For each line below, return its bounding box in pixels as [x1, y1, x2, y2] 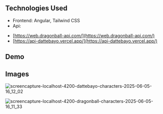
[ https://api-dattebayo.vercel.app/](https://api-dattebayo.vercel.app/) [12, 38, 158, 44]
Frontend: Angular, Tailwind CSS [12, 17, 80, 23]
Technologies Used [5, 4, 67, 13]
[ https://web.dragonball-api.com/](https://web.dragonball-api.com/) [12, 32, 155, 38]
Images [5, 70, 29, 78]
